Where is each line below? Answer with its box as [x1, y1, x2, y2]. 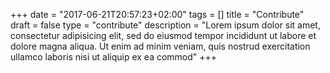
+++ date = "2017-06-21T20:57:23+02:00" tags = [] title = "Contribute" [10, 9, 305, 20]
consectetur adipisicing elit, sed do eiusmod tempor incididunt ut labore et [10, 30, 317, 41]
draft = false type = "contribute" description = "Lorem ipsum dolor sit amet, [10, 19, 321, 31]
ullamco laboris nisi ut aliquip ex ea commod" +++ [10, 51, 218, 63]
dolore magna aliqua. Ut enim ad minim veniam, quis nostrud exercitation [10, 40, 311, 52]
